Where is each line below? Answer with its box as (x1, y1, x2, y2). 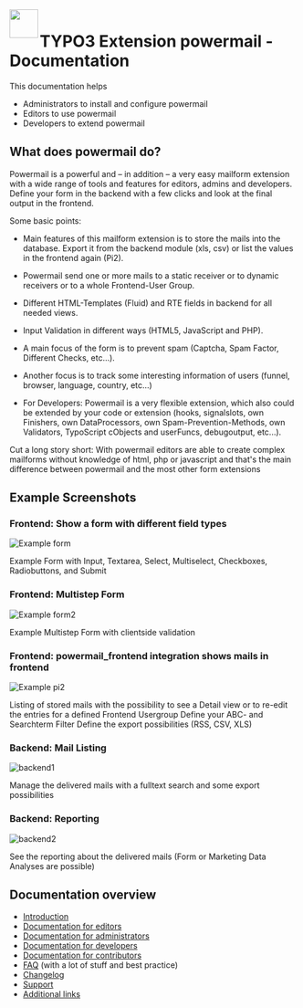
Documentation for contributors (22, 950, 142, 961)
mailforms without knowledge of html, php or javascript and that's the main (9, 454, 292, 465)
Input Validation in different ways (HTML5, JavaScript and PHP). (22, 324, 264, 336)
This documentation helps (9, 80, 108, 91)
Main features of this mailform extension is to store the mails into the (22, 233, 281, 244)
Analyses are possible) (9, 860, 96, 871)
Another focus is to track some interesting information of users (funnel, (22, 370, 290, 381)
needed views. (22, 307, 78, 318)
